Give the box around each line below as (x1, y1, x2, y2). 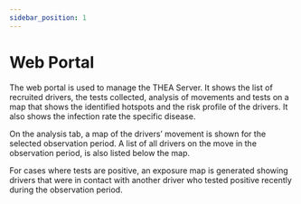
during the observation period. (9, 184, 124, 195)
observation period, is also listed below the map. (9, 147, 191, 158)
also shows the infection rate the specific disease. (9, 110, 196, 122)
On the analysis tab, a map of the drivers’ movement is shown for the (9, 128, 267, 139)
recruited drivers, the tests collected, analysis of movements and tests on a (9, 91, 289, 102)
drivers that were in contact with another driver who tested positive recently (9, 174, 292, 185)
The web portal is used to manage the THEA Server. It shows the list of (9, 82, 273, 93)
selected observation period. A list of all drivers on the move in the (9, 137, 258, 149)
